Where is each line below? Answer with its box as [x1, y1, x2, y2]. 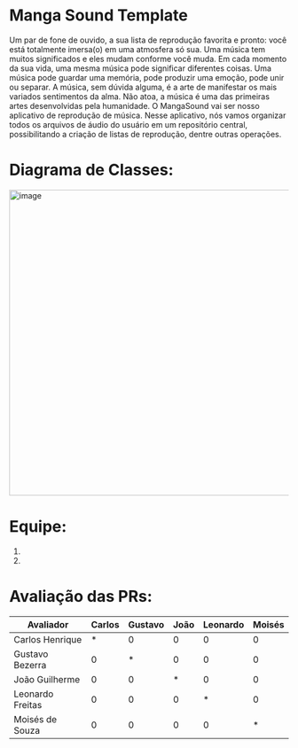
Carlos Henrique [13, 633, 82, 645]
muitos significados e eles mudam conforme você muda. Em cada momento [9, 53, 287, 64]
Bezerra [13, 658, 47, 671]
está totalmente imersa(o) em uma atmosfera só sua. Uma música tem [9, 43, 266, 54]
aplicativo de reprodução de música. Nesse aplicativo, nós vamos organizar [9, 110, 286, 121]
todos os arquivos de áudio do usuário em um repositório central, [9, 119, 248, 129]
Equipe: [9, 517, 67, 537]
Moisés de [13, 713, 58, 725]
